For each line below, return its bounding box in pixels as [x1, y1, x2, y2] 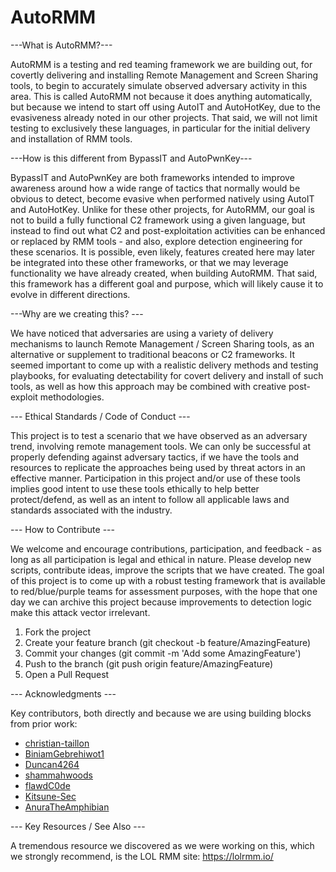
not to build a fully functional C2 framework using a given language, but [10, 214, 306, 226]
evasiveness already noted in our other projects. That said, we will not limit [10, 111, 318, 123]
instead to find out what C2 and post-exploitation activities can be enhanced [10, 224, 326, 236]
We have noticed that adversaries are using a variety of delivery [10, 327, 274, 339]
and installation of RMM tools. [10, 132, 133, 145]
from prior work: [10, 717, 78, 730]
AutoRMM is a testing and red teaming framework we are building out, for [10, 58, 313, 70]
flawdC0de [24, 779, 71, 791]
